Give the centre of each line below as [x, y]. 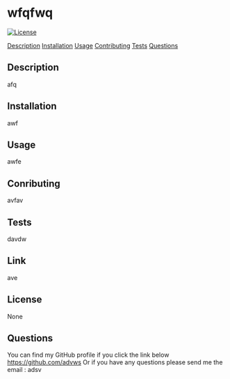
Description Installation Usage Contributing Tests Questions [93, 45]
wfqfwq [30, 13]
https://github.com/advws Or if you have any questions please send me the [115, 362]
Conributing [34, 184]
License [25, 300]
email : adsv [24, 370]
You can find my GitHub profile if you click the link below [88, 355]
